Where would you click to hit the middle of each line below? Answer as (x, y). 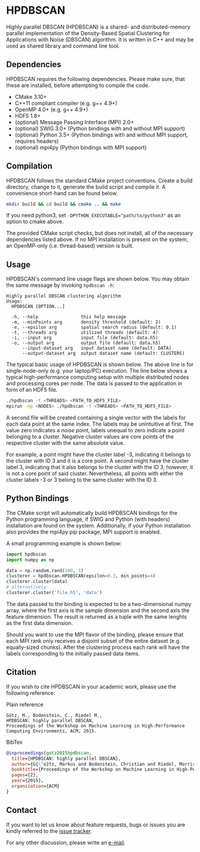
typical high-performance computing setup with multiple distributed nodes (98, 377)
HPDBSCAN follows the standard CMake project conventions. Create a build (99, 180)
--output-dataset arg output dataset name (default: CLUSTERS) (103, 354)
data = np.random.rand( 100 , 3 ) (45, 570)
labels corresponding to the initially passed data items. (73, 653)
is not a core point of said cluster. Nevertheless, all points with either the (95, 473)
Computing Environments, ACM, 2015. (51, 731)
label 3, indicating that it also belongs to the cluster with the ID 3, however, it (100, 467)
